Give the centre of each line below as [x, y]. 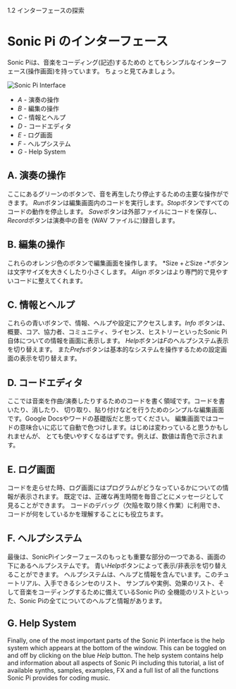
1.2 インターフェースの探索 [46, 10]
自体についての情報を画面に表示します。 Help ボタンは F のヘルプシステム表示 [118, 341]
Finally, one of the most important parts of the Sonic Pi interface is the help [116, 640]
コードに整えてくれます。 [50, 280]
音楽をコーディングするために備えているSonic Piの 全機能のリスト [115, 592]
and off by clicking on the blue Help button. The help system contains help [116, 655]
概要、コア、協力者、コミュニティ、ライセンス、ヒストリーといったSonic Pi [117, 332]
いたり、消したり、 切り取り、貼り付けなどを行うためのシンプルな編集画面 [116, 410]
